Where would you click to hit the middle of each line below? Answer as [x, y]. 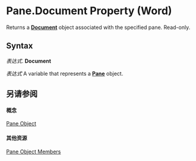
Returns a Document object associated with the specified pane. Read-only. [98, 27]
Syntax [20, 46]
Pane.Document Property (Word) [89, 11]
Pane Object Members [34, 152]
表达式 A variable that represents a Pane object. [65, 73]
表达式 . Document [29, 61]
